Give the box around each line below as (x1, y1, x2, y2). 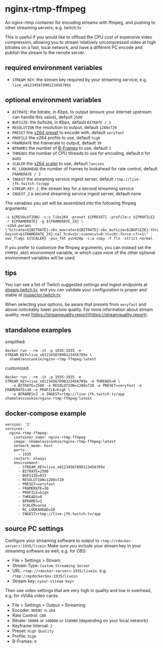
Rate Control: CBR (12, 612, 46, 618)
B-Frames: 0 (12, 638, 37, 644)
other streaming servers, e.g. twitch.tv (5, 24, 81, 30)
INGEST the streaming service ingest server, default (12, 176, 114, 182)
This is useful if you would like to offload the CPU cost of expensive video (5, 34, 153, 40)
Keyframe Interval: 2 (12, 623, 52, 629)
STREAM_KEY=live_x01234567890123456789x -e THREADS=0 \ (5, 379, 120, 384)
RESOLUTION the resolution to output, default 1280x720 (12, 124, 117, 130)
